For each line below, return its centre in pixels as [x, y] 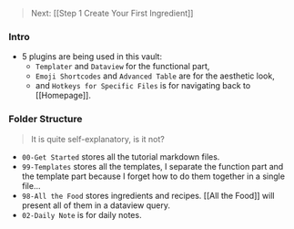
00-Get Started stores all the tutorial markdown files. [121, 156]
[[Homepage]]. [63, 96]
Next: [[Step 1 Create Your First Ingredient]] [112, 13]
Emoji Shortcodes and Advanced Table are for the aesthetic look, [155, 76]
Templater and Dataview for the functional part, [122, 67]
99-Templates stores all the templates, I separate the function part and [152, 166]
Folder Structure [46, 120]
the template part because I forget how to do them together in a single [153, 176]
